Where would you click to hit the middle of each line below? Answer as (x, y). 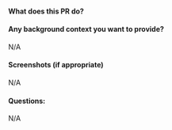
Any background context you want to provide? (86, 29)
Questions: (27, 101)
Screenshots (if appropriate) (56, 65)
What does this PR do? (46, 11)
